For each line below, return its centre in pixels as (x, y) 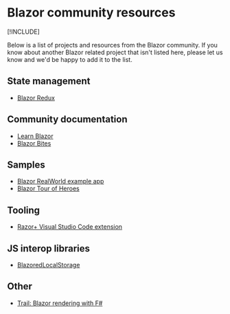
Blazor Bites (34, 143)
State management (49, 81)
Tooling (23, 210)
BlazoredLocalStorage (48, 265)
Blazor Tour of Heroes (48, 189)
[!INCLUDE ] (23, 32)
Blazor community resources (91, 13)
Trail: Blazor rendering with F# (60, 303)
